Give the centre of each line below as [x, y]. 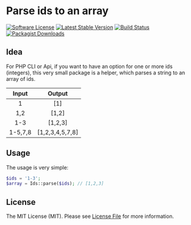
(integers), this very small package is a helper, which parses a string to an [96, 73]
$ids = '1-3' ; [24, 178]
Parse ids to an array [57, 11]
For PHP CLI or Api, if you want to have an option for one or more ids [89, 66]
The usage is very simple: [37, 167]
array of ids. [21, 79]
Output [57, 93]
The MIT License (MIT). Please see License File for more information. [90, 216]
